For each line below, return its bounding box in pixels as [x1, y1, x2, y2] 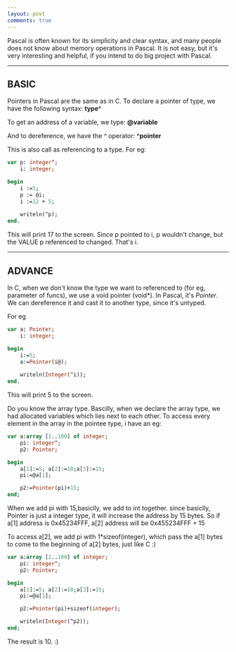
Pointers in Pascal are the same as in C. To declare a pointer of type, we [7, 97, 216, 106]
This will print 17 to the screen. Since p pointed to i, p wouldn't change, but [7, 230, 223, 239]
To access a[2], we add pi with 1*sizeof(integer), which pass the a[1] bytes [7, 533, 223, 541]
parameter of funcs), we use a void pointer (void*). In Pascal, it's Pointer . [7, 291, 218, 300]
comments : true [7, 17, 52, 24]
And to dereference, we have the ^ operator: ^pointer [7, 132, 162, 140]
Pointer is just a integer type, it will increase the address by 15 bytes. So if [7, 512, 221, 519]
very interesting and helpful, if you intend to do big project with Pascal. [7, 51, 212, 60]
